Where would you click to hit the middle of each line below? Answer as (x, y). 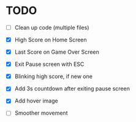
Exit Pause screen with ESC (49, 64)
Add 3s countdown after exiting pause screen (72, 88)
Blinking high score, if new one (54, 76)
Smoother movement (41, 113)
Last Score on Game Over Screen (57, 52)
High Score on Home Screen (51, 40)
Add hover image (36, 101)
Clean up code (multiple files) (52, 27)
